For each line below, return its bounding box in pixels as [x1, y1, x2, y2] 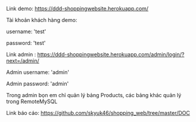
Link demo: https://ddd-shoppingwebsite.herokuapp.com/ [6, 5, 149, 12]
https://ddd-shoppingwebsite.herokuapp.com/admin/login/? [37, 51, 185, 58]
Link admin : [6, 51, 36, 58]
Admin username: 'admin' [6, 69, 70, 76]
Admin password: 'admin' [6, 80, 69, 87]
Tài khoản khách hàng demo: [6, 17, 77, 23]
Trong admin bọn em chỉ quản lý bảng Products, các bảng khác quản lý [6, 92, 182, 98]
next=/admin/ [6, 57, 40, 64]
